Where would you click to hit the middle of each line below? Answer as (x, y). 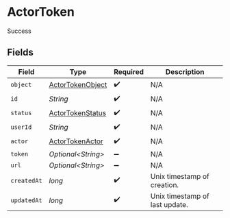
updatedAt (26, 200)
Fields (21, 52)
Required (129, 71)
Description (185, 71)
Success (20, 31)
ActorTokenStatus (78, 113)
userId (21, 127)
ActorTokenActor (76, 141)
